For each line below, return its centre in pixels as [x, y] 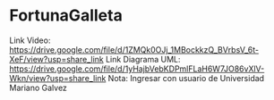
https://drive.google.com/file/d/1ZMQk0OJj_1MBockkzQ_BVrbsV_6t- [134, 49]
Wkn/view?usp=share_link [58, 78]
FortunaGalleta [66, 16]
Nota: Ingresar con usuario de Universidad [186, 78]
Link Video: [30, 40]
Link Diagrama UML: [143, 59]
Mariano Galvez [38, 87]
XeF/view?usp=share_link [57, 59]
